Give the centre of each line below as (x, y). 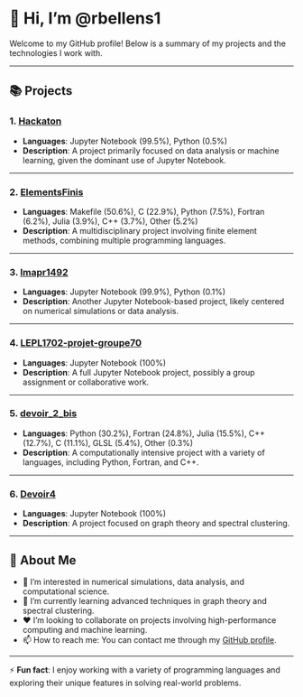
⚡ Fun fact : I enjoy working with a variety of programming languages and (145, 669)
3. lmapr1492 (39, 272)
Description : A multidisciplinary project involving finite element (139, 230)
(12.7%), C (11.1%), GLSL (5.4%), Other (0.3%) (108, 442)
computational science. (66, 591)
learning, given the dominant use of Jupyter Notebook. (124, 160)
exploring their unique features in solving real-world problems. (125, 683)
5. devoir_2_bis (43, 414)
